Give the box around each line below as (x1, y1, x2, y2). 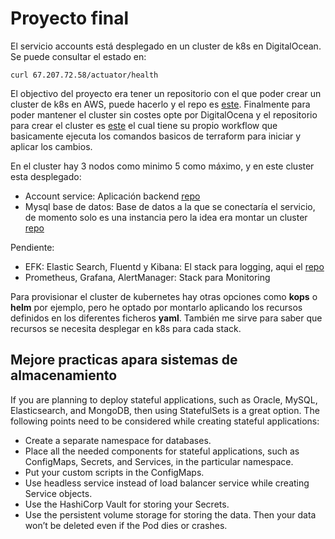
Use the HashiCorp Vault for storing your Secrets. (24, 498, 230, 510)
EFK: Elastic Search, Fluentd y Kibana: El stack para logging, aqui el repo (24, 260, 325, 272)
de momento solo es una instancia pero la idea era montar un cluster (24, 211, 308, 223)
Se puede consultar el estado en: (10, 50, 147, 62)
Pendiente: (10, 241, 55, 253)
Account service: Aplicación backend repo (24, 190, 201, 202)
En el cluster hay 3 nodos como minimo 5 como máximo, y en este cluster (10, 160, 315, 172)
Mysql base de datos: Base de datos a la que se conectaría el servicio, (24, 200, 316, 212)
